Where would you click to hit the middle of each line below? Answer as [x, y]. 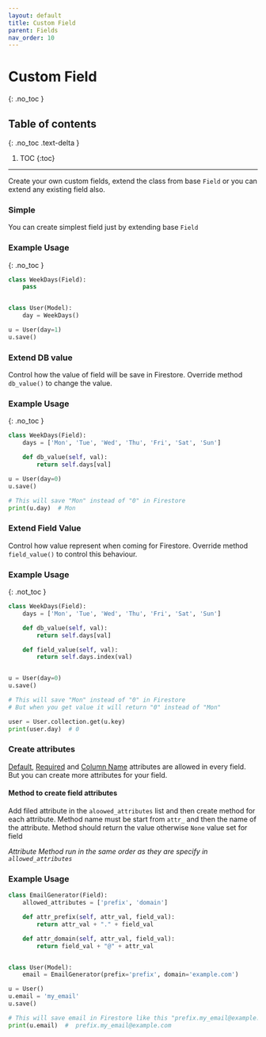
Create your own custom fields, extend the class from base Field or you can [133, 181]
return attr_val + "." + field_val [95, 924]
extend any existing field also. [57, 189]
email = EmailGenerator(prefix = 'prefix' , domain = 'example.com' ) [131, 975]
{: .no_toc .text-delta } [44, 143]
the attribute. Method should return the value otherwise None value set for [128, 828]
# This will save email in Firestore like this [88, 1018]
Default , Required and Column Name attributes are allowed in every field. [127, 767]
